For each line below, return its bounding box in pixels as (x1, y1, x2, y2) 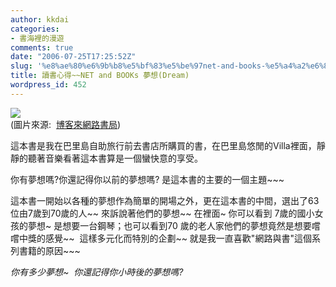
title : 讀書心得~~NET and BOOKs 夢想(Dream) (10, 71, 190, 81)
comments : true (10, 42, 74, 53)
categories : (10, 24, 60, 34)
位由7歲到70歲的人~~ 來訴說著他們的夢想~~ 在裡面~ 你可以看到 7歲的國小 (10, 207, 315, 219)
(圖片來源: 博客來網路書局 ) (10, 118, 122, 130)
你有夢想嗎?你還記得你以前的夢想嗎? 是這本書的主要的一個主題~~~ (10, 173, 285, 185)
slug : (10, 61, 33, 71)
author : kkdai (10, 14, 70, 25)
